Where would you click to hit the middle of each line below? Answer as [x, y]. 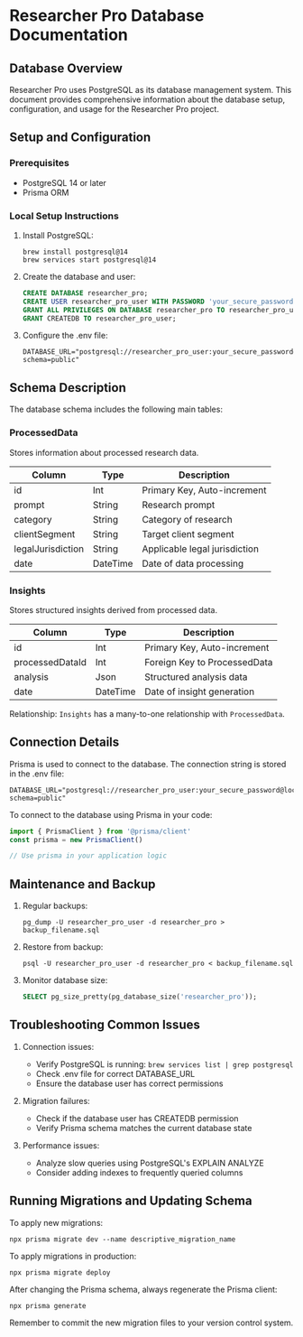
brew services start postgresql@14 [89, 260]
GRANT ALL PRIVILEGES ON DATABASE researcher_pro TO [124, 310]
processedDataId [50, 662]
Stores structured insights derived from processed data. [114, 609]
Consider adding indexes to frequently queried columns [139, 1172]
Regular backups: [55, 906]
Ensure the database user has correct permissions [129, 1083]
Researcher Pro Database [107, 16]
